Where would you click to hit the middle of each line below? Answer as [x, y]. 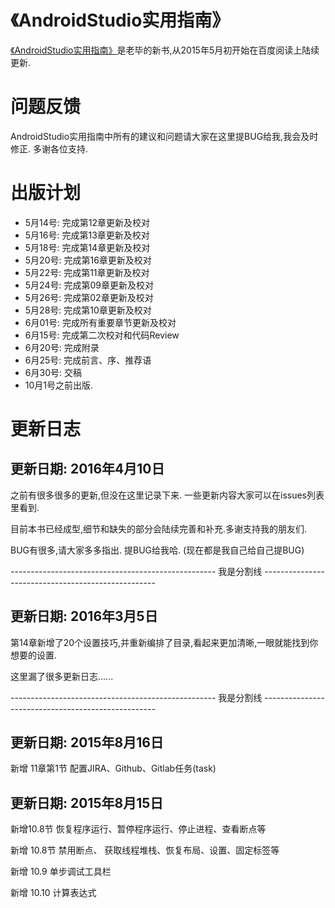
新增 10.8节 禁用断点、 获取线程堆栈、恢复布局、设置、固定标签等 [145, 850]
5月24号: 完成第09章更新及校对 [89, 285]
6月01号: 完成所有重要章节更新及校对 [100, 322]
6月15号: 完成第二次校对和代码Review [102, 335]
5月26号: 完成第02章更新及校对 [89, 297]
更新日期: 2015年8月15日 [87, 802]
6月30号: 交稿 [53, 372]
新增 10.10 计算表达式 [53, 893]
